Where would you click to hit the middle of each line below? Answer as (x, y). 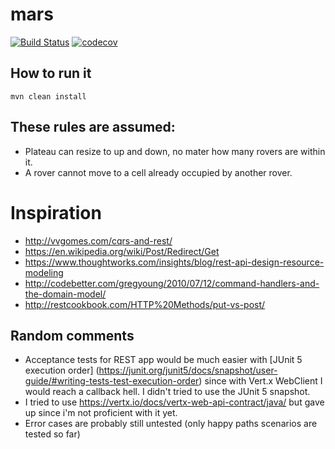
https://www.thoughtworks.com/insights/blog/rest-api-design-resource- (174, 262)
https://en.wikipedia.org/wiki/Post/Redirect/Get (122, 251)
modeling (44, 272)
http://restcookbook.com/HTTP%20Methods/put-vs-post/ (145, 304)
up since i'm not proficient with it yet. (101, 413)
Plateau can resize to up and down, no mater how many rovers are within (175, 151)
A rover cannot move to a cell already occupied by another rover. (158, 172)
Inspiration (56, 212)
